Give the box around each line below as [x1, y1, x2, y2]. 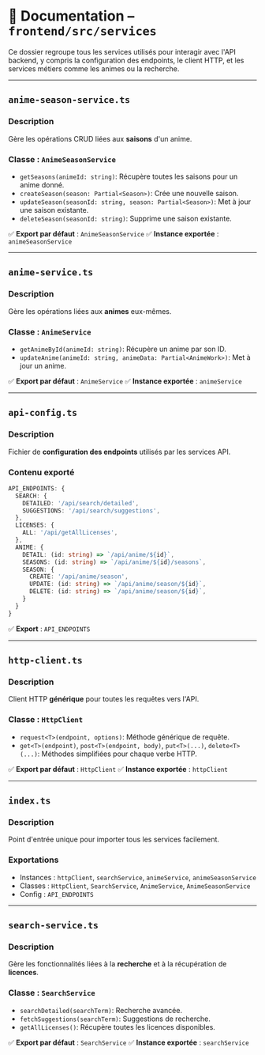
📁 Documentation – [8, 7, 135, 25]
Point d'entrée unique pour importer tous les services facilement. [8, 834, 219, 845]
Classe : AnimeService [8, 326, 91, 337]
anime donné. [19, 180, 65, 189]
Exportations [8, 854, 59, 865]
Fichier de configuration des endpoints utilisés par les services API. [8, 447, 231, 456]
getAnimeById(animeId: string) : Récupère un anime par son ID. [19, 344, 226, 354]
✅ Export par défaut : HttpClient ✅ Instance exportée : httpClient [8, 764, 229, 773]
